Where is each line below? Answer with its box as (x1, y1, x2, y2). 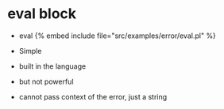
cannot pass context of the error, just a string (18, 92, 168, 101)
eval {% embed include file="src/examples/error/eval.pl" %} (18, 31, 216, 40)
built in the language (18, 61, 87, 71)
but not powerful (18, 77, 74, 86)
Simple (18, 46, 42, 55)
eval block (7, 5, 77, 23)
